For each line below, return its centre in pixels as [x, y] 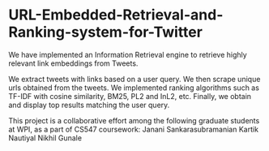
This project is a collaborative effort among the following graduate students [134, 120]
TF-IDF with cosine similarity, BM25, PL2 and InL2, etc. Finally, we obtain [130, 96]
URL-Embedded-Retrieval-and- [116, 15]
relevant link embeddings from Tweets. [73, 63]
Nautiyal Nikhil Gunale [45, 138]
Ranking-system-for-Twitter [105, 32]
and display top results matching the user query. [89, 105]
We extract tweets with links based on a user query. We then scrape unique [134, 79]
